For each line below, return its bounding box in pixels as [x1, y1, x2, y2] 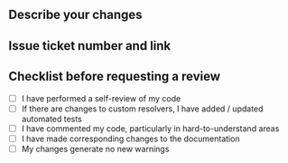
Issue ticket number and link [8, 38, 172, 53]
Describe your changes [8, 7, 143, 23]
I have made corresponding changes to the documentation [21, 133, 240, 144]
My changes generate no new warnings [21, 143, 170, 154]
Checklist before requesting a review [8, 69, 221, 84]
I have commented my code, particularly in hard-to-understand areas [21, 122, 280, 134]
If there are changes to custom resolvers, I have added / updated [21, 103, 264, 114]
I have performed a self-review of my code [21, 92, 181, 103]
